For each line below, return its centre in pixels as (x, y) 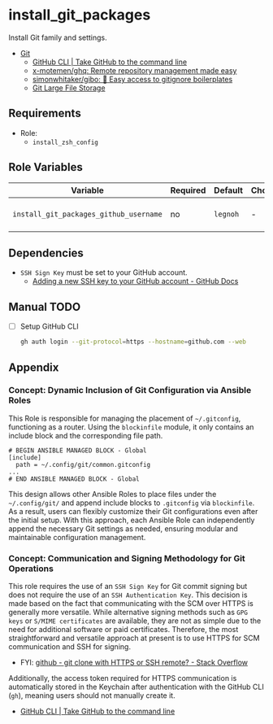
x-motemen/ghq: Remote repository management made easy (134, 70)
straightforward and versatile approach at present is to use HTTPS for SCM (134, 638)
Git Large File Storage (69, 88)
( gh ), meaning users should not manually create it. (92, 696)
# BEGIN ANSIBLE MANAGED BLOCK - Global (78, 450)
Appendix (34, 367)
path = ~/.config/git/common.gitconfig (83, 464)
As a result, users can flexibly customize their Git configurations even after (133, 511)
